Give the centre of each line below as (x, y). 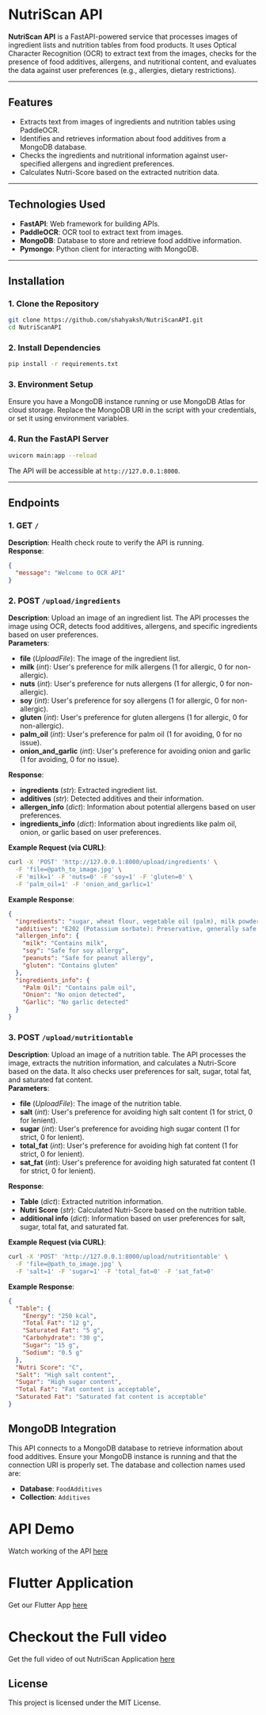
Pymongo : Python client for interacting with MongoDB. (109, 249)
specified (35, 163)
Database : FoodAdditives (61, 1488)
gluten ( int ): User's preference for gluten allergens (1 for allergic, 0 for (134, 718)
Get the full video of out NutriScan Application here (92, 1659)
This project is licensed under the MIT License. (85, 1703)
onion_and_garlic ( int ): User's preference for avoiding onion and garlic (135, 751)
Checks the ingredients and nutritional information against (114, 155)
